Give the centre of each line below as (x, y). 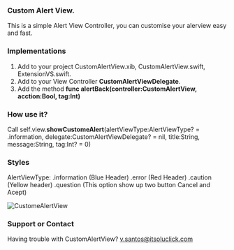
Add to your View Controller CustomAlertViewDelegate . (99, 81)
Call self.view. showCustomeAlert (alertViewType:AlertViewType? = (104, 129)
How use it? (28, 114)
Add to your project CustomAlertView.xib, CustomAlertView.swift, (111, 66)
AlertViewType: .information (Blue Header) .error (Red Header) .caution (109, 177)
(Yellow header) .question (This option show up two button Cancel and (109, 185)
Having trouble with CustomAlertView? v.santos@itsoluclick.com (100, 239)
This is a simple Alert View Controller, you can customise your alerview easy (117, 26)
